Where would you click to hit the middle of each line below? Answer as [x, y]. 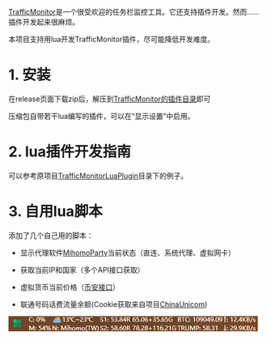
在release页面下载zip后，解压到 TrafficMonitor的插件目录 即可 [110, 99]
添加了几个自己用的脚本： [51, 235]
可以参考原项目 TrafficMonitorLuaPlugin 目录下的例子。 [98, 176]
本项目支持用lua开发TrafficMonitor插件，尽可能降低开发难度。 [111, 39]
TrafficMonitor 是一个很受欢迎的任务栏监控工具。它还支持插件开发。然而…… [134, 12]
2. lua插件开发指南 [70, 152]
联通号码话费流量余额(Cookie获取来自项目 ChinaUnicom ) [114, 304]
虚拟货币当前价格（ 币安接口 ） [70, 287]
